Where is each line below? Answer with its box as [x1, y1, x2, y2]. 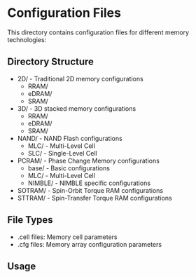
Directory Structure [7, 56, 94, 68]
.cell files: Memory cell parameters [17, 233, 118, 241]
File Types [7, 214, 54, 226]
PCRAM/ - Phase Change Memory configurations [17, 156, 160, 165]
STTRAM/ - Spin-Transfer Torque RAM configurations [17, 193, 173, 202]
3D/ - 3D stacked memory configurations [17, 104, 136, 113]
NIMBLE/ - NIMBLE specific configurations [27, 179, 151, 187]
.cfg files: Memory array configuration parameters [17, 240, 162, 248]
